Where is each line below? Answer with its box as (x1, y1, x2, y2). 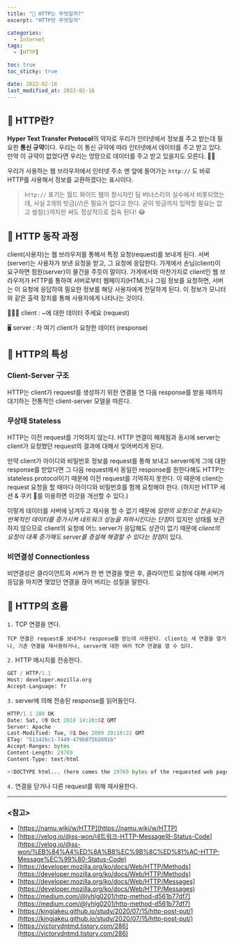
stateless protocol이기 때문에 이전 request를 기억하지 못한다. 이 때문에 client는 (7, 474, 224, 483)
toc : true (7, 61, 36, 68)
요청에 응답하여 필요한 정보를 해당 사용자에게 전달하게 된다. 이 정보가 (22, 285, 208, 293)
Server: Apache (7, 723, 52, 730)
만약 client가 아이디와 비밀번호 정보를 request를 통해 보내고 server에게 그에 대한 (7, 457, 226, 465)
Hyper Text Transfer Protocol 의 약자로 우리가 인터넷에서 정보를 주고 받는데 (7, 134, 216, 143)
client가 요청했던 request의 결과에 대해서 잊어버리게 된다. (7, 442, 164, 451)
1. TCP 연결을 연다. (7, 620, 61, 629)
